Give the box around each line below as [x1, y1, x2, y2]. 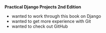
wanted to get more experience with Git [11, 19, 91, 24]
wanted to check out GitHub [11, 23, 69, 29]
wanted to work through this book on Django [11, 13, 102, 19]
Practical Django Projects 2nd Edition [4, 4, 81, 10]
